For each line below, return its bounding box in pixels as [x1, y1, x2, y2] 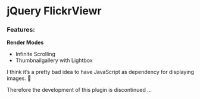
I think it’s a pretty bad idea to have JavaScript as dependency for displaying [7, 69, 195, 76]
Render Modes [7, 39, 44, 46]
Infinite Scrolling [15, 51, 56, 58]
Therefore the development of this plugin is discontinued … [7, 86, 152, 94]
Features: [7, 26, 35, 34]
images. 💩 [7, 75, 32, 82]
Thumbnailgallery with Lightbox [15, 57, 93, 64]
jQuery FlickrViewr [7, 4, 102, 18]
